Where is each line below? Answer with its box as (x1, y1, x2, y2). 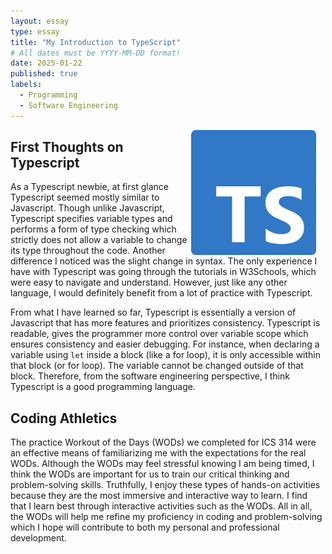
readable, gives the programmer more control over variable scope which (10, 328, 309, 340)
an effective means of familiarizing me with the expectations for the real (10, 447, 307, 459)
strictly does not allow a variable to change (10, 234, 188, 246)
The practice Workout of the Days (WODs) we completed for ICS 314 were (10, 436, 317, 449)
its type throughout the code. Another (10, 245, 166, 257)
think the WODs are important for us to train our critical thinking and (10, 468, 290, 480)
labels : (10, 80, 43, 90)
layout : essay (10, 16, 70, 26)
